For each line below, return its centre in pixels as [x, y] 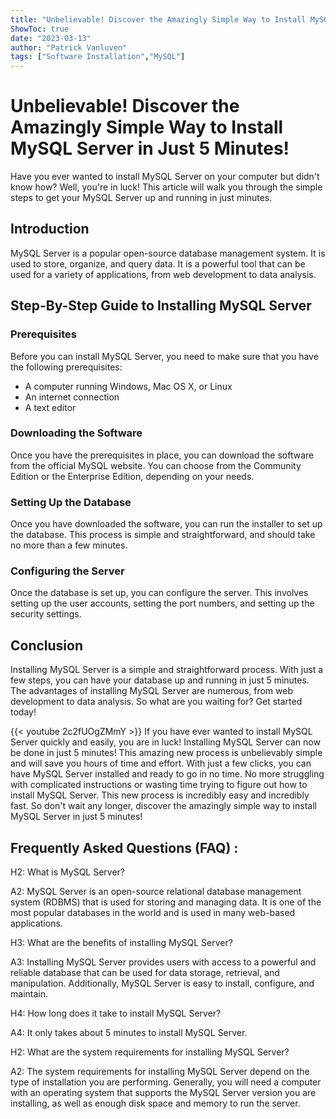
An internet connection [72, 397]
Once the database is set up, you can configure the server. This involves [159, 593]
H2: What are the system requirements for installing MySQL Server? [150, 1052]
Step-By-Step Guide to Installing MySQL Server [161, 306]
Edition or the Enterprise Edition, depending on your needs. [132, 476]
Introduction [50, 229]
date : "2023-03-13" [51, 38]
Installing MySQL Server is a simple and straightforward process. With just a [167, 670]
